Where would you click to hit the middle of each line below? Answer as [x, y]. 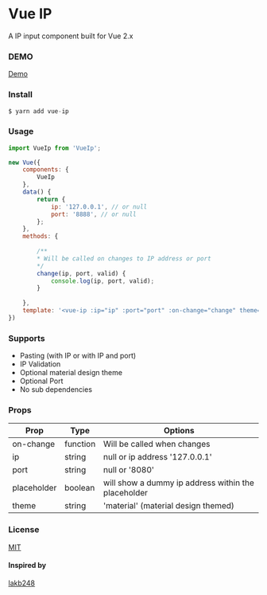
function [80, 444]
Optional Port [41, 381]
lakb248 [22, 583]
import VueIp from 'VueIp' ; [55, 148]
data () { [37, 192]
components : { [46, 170]
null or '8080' [129, 470]
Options [179, 431]
